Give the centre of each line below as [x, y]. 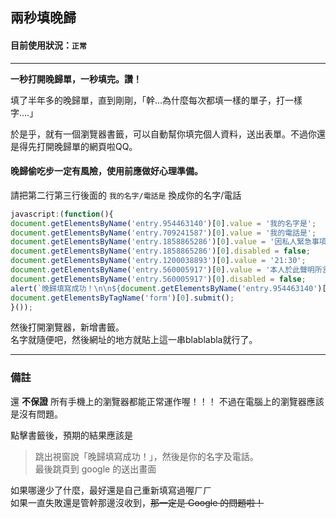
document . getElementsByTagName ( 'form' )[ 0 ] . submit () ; [122, 298]
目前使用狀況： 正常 [48, 45]
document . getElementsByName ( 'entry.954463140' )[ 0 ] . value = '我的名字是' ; [163, 223]
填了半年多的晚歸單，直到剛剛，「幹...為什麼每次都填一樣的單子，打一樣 [156, 100]
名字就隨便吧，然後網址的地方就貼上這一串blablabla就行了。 [134, 340]
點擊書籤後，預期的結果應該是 [71, 435]
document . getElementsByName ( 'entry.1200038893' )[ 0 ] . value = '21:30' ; [158, 261]
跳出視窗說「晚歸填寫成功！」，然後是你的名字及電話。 [146, 456]
